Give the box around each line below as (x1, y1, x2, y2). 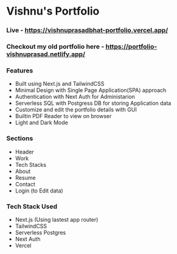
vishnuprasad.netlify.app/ (6, 50, 86, 58)
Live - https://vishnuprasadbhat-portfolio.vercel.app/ (6, 26, 168, 35)
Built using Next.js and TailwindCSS (15, 80, 105, 88)
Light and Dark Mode (15, 119, 68, 126)
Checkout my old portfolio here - (6, 43, 105, 51)
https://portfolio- (105, 43, 158, 51)
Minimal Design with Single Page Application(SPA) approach (15, 86, 167, 94)
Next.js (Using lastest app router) (15, 216, 99, 223)
